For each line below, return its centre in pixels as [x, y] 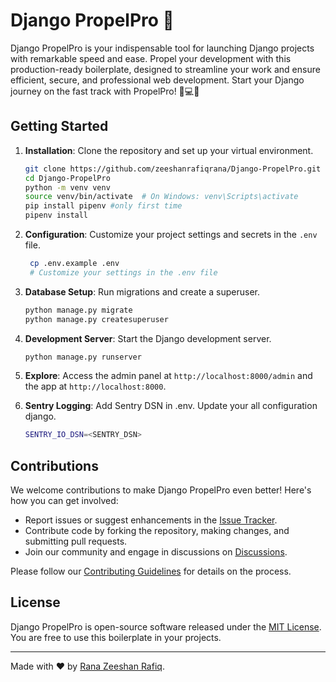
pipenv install [56, 215]
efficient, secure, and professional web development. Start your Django [157, 80]
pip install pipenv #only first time [103, 206]
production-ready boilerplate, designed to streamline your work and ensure [165, 69]
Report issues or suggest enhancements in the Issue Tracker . [151, 520]
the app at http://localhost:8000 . [95, 386]
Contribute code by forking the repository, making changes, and [157, 531]
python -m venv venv [67, 187]
